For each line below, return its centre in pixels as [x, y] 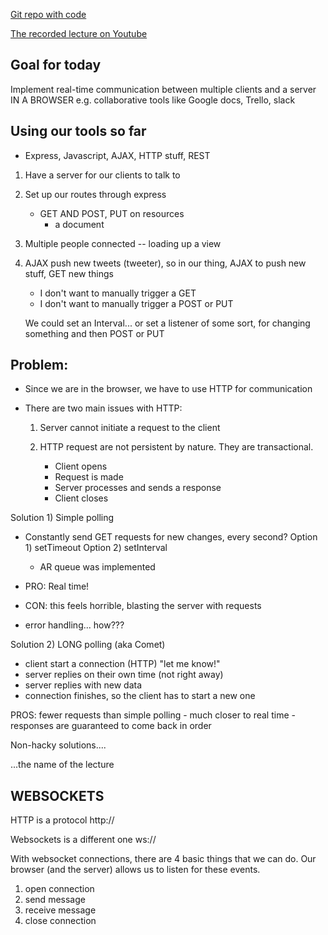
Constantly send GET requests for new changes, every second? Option [171, 537]
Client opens [81, 466]
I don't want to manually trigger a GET [118, 293]
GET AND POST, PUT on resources [112, 213]
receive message [60, 910]
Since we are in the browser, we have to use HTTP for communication [168, 389]
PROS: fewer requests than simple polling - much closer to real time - [153, 715]
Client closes [81, 498]
